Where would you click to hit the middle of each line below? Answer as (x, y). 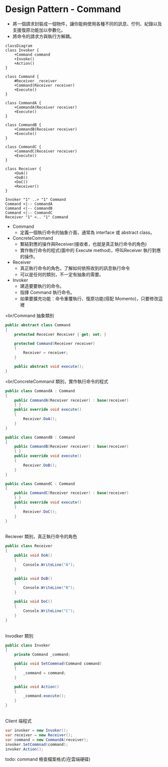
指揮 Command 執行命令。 (47, 292)
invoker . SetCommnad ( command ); (37, 744)
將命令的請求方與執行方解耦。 (43, 36)
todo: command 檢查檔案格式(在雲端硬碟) (48, 759)
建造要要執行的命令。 (42, 286)
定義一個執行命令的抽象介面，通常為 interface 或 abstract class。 (87, 232)
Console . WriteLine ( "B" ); (49, 588)
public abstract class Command (38, 325)
